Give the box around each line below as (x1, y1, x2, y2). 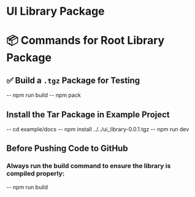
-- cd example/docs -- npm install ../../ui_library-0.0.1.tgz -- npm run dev (6, 126, 189, 133)
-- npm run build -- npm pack (6, 91, 81, 99)
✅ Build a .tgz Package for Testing (6, 75, 140, 85)
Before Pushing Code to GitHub (6, 143, 128, 154)
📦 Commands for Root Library (6, 34, 165, 47)
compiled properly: (6, 169, 65, 178)
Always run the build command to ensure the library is (6, 161, 171, 170)
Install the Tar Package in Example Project (6, 109, 170, 120)
